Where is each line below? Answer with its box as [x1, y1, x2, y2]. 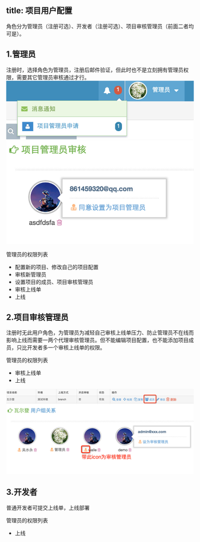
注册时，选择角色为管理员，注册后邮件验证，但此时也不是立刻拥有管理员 [6, 66, 183, 73]
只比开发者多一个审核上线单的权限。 [16, 344, 105, 351]
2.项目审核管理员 [6, 312, 69, 323]
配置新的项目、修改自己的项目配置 [14, 263, 99, 270]
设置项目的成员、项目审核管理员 [14, 278, 93, 285]
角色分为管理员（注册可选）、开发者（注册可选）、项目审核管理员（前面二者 [6, 23, 189, 30]
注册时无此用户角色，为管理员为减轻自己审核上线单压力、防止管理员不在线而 [6, 329, 194, 336]
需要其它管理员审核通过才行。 [16, 73, 90, 80]
